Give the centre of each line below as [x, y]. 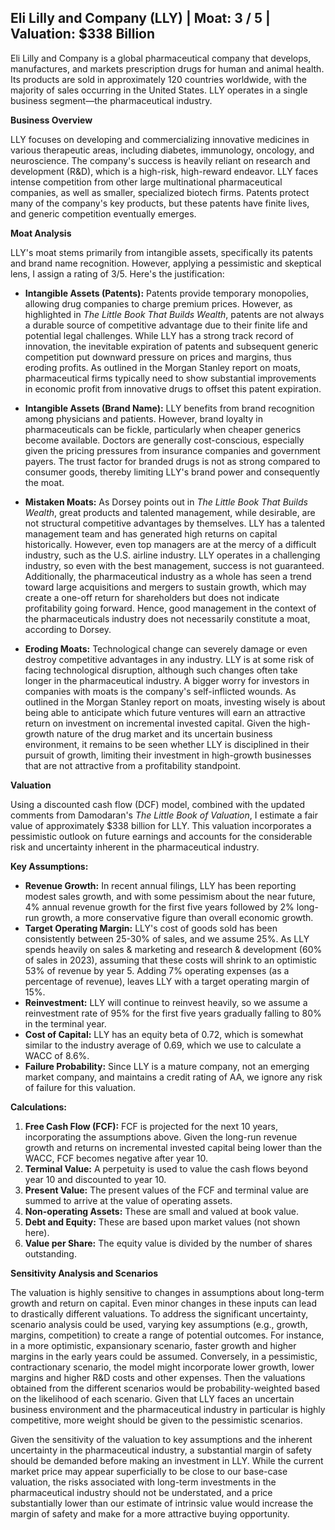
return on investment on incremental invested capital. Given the [155, 723]
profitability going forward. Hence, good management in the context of [170, 608]
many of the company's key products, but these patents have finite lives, [160, 203]
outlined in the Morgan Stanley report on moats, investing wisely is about [175, 702]
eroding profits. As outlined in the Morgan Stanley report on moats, [162, 367]
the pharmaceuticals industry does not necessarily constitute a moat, [167, 618]
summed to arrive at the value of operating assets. [128, 1200]
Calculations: [38, 1107]
